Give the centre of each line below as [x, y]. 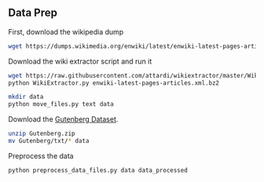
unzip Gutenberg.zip [42, 134]
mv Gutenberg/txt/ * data [49, 141]
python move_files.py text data [61, 104]
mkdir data [26, 97]
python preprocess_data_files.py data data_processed [98, 170]
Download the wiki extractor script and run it [80, 61]
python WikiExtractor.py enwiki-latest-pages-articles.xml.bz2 [114, 83]
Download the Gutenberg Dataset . [63, 119]
